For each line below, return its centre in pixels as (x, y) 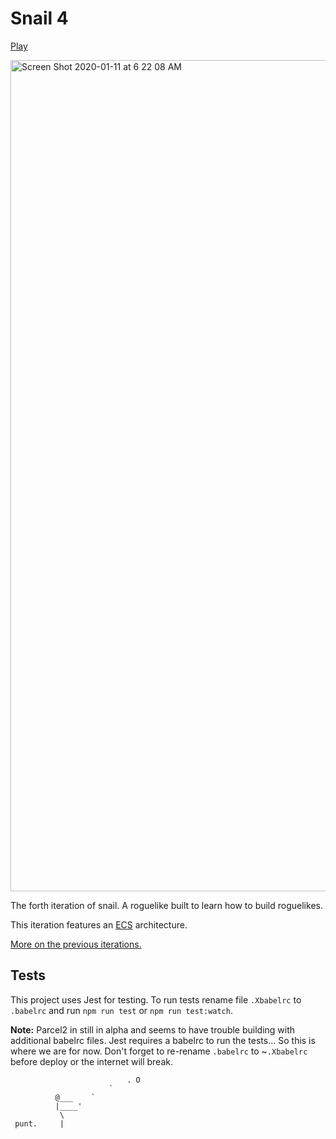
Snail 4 (39, 18)
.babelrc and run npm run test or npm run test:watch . (121, 1010)
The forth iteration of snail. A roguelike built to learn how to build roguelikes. (166, 905)
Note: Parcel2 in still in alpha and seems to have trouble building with (153, 1029)
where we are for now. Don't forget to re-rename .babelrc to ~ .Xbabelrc (159, 1051)
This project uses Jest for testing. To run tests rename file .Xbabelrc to (156, 999)
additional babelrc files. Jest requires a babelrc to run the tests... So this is (163, 1040)
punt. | (39, 1123)
